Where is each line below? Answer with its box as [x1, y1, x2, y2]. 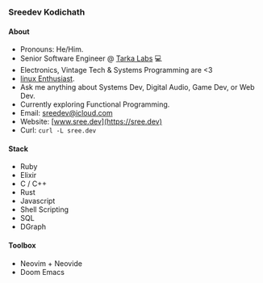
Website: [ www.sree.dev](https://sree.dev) [19, 116, 163, 127]
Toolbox [8, 240, 36, 250]
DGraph [19, 222, 47, 232]
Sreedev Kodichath [8, 6, 86, 18]
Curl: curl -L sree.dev [19, 125, 97, 135]
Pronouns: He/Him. [19, 44, 84, 54]
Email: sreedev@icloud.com [19, 108, 113, 118]
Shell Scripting [19, 205, 69, 214]
